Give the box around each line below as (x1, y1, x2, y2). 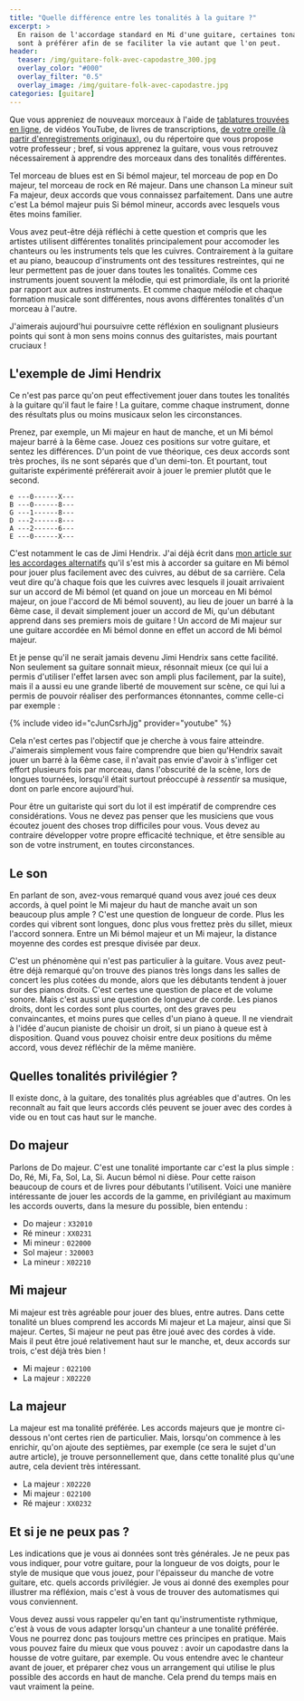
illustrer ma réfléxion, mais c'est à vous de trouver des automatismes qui (9, 1587, 280, 1598)
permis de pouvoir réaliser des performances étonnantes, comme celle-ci (9, 690, 284, 702)
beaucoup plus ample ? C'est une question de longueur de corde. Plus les (9, 909, 285, 920)
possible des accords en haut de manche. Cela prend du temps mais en (9, 1672, 278, 1683)
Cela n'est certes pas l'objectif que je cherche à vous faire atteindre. (9, 735, 264, 746)
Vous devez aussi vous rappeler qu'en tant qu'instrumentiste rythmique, (9, 1614, 279, 1625)
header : (9, 47, 39, 56)
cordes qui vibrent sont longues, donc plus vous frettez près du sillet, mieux (9, 918, 292, 929)
